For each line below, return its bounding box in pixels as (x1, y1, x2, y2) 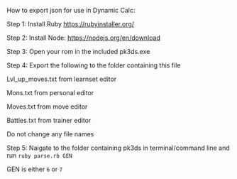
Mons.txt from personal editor (6, 89, 94, 97)
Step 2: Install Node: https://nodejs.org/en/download (6, 33, 160, 42)
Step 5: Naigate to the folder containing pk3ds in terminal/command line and (6, 143, 230, 152)
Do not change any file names (6, 130, 94, 138)
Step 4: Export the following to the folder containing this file (6, 61, 181, 70)
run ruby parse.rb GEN (6, 151, 72, 159)
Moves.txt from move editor (6, 102, 88, 111)
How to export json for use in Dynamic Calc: (6, 6, 136, 14)
